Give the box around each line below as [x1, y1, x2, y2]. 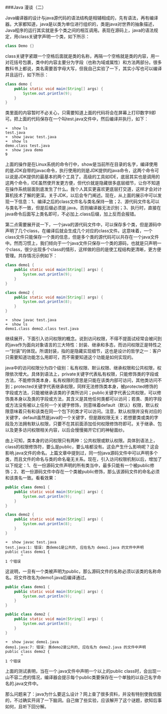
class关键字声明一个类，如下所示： [18, 34, 90, 39]
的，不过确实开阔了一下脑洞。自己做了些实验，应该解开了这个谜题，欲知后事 [5, 697, 162, 703]
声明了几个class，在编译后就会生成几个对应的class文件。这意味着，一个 [5, 228, 153, 234]
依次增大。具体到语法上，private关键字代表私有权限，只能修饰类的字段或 [9, 371, 159, 377]
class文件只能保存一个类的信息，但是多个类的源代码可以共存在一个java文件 [5, 234, 159, 240]
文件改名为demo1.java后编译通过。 [18, 574, 89, 580]
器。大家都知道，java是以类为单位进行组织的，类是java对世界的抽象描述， [5, 21, 157, 27]
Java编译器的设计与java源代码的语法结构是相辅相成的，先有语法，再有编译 [5, 15, 159, 21]
